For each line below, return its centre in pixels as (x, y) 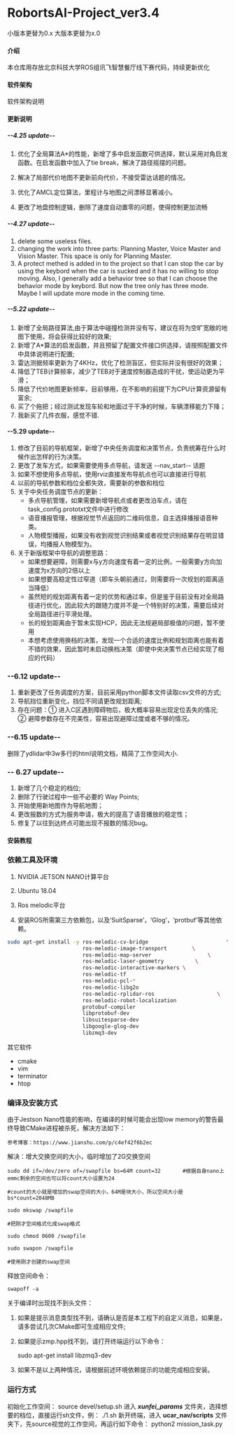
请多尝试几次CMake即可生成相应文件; (71, 1327)
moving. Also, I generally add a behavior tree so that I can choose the (117, 278)
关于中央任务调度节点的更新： (60, 492)
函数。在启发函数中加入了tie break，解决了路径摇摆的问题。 (104, 162)
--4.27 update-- (31, 223)
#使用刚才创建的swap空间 (38, 1262)
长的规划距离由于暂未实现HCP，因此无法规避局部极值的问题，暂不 (123, 623)
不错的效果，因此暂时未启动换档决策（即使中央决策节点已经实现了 (123, 649)
